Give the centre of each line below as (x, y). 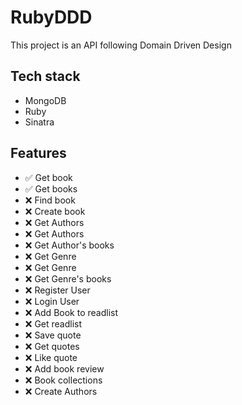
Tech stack (45, 76)
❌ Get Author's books (69, 245)
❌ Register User (57, 290)
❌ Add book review (64, 368)
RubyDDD (51, 17)
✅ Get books (51, 188)
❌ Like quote (51, 357)
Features (38, 153)
